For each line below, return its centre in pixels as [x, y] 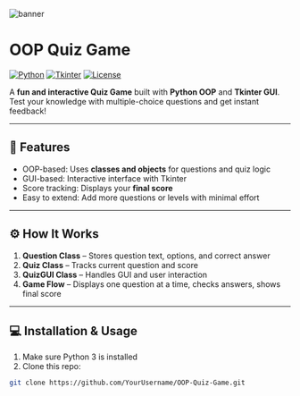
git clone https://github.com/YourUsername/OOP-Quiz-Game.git [127, 383]
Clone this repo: [51, 367]
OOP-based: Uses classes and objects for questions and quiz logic [146, 169]
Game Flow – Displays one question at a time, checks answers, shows [151, 284]
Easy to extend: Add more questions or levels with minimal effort [141, 198]
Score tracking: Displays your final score [97, 188]
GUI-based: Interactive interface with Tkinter [104, 178]
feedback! [28, 111]
